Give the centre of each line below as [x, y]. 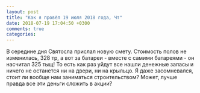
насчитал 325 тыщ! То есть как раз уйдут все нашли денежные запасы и [100, 65]
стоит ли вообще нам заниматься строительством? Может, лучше [92, 77]
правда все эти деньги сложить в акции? [59, 84]
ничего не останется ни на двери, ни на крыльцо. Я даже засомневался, [100, 71]
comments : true [25, 29]
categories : [21, 34]
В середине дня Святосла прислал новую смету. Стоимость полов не [96, 51]
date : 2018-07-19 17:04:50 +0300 [48, 23]
